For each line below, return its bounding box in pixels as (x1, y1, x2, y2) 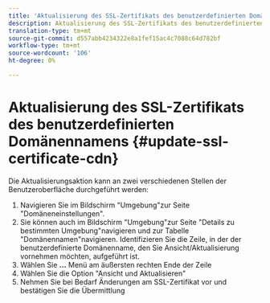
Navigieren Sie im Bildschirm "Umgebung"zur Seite (19, 200, 190, 210)
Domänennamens (8, 133, 129, 151)
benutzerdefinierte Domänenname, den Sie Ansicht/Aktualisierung (19, 243, 239, 252)
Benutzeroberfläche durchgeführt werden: (8, 184, 149, 194)
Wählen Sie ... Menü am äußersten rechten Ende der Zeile (19, 260, 212, 269)
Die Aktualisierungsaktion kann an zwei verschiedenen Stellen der (8, 176, 227, 186)
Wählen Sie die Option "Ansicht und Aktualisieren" (19, 268, 186, 278)
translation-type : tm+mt (8, 27, 92, 35)
